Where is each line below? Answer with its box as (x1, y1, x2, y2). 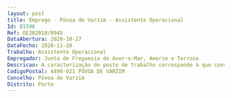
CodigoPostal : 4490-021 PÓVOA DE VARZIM (7, 68, 126, 75)
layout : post (7, 10, 45, 17)
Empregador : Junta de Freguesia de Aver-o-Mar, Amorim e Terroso (7, 55, 199, 62)
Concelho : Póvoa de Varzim (7, 74, 85, 81)
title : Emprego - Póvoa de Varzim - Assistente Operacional (7, 17, 184, 23)
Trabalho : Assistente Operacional (7, 49, 107, 56)
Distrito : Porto (7, 81, 54, 88)
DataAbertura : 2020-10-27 (7, 36, 81, 43)
